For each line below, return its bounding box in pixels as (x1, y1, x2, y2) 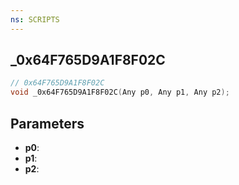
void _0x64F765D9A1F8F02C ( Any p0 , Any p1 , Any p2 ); (10, 87, 230, 98)
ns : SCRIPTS (10, 14, 60, 25)
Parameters (10, 115, 85, 132)
